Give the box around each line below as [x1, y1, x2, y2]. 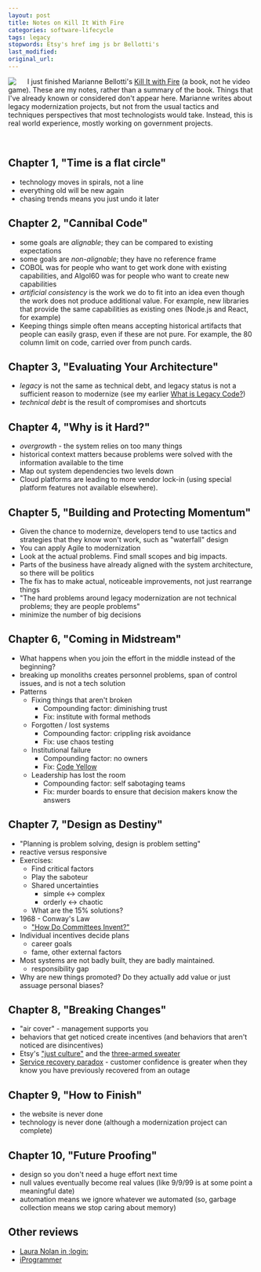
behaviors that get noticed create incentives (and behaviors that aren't [19, 1033, 248, 1042]
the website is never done [19, 1110, 103, 1119]
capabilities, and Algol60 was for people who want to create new [19, 271, 230, 280]
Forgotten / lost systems [31, 720, 110, 730]
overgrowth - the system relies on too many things [19, 441, 183, 451]
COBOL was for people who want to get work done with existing [19, 262, 227, 272]
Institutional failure [31, 745, 92, 754]
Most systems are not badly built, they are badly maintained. [19, 955, 216, 965]
